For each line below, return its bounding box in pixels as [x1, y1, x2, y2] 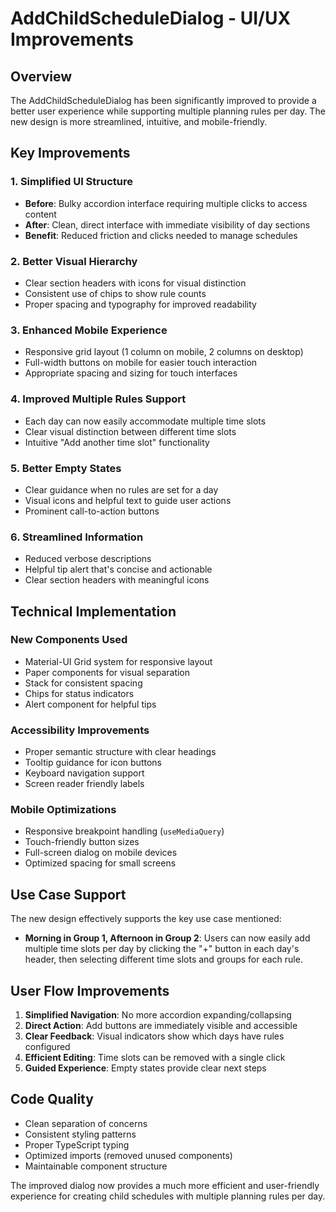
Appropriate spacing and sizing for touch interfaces [24, 367, 238, 379]
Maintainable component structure [24, 1160, 168, 1172]
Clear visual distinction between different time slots [24, 425, 237, 437]
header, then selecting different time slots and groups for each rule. [24, 953, 303, 966]
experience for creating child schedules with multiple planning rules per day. [10, 1190, 326, 1202]
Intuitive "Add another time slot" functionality [24, 436, 210, 448]
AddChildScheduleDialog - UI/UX [10, 7, 292, 30]
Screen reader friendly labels [24, 778, 145, 790]
